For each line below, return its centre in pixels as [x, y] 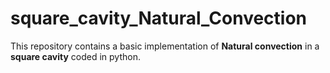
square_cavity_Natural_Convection [159, 18]
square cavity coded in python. [75, 56]
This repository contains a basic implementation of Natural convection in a [165, 46]
